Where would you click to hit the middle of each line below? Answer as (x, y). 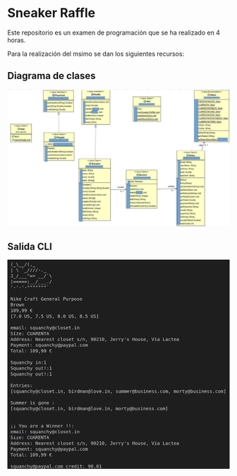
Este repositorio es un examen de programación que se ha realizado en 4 (114, 32)
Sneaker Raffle (51, 13)
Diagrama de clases (52, 76)
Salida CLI (30, 246)
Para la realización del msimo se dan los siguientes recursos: (96, 54)
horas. (17, 40)
